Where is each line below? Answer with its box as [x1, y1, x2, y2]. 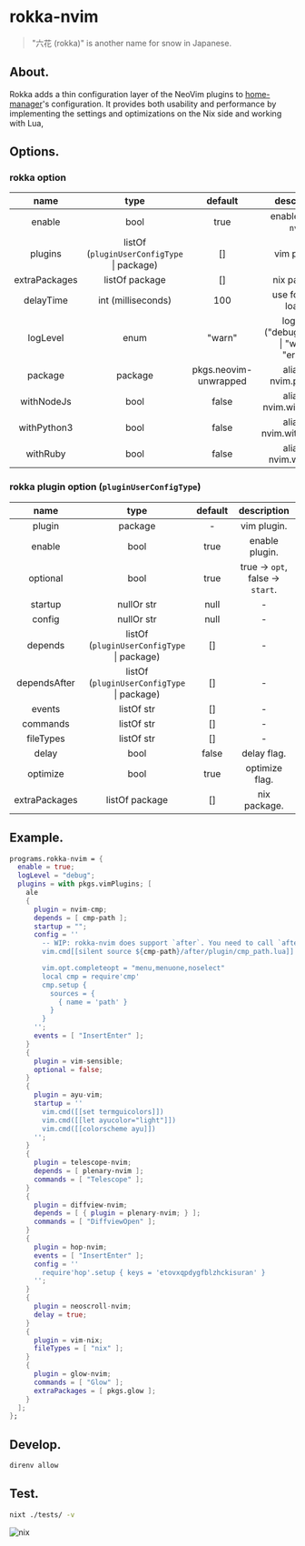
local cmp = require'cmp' [42, 971, 141, 981]
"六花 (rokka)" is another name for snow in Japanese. [31, 37, 232, 48]
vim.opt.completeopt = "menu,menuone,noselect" [42, 964, 225, 973]
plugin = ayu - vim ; [33, 1090, 103, 1099]
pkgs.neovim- [192, 364, 252, 376]
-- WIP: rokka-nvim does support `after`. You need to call [42, 939, 274, 948]
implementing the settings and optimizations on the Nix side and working [9, 107, 282, 119]
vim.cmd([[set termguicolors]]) [42, 1107, 165, 1116]
